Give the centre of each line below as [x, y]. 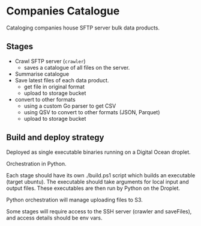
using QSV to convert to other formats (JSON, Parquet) [92, 112]
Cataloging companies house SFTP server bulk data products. [83, 28]
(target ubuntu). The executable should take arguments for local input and [97, 182]
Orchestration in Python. [37, 163]
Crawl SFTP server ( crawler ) [50, 61]
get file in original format [54, 87]
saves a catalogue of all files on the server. [77, 67]
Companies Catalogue [63, 11]
